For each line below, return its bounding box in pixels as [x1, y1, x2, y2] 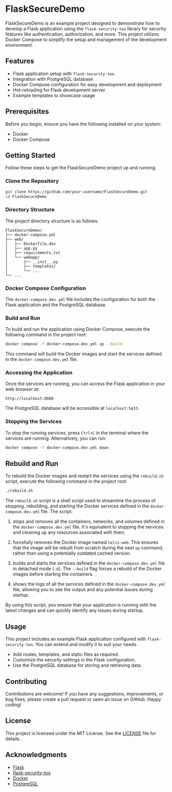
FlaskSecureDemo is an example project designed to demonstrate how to [5, 20, 160, 26]
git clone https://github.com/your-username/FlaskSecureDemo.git [5, 189, 147, 194]
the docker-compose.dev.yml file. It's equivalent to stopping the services [12, 524, 164, 530]
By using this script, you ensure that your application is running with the [5, 602, 157, 608]
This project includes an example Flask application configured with [5, 636, 146, 642]
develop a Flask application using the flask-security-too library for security [5, 25, 166, 31]
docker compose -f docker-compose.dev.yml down [5, 445, 109, 450]
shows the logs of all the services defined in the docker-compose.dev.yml [12, 581, 166, 587]
